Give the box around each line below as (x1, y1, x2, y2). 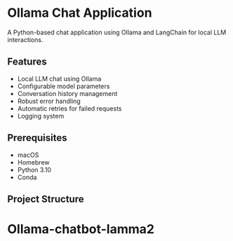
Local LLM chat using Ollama (17, 74, 102, 83)
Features (7, 56, 47, 68)
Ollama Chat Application (7, 5, 152, 21)
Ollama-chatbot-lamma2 (7, 221, 154, 237)
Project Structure (7, 193, 84, 205)
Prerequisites (7, 132, 67, 144)
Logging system (17, 111, 65, 120)
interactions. (7, 35, 44, 43)
